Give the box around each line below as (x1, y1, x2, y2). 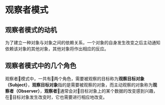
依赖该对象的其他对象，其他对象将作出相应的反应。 (5, 46, 109, 52)
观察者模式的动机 (5, 26, 57, 34)
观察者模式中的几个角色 (5, 62, 76, 70)
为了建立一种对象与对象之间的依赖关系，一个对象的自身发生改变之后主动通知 (5, 40, 161, 45)
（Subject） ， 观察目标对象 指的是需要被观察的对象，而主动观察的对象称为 (5, 82, 153, 88)
